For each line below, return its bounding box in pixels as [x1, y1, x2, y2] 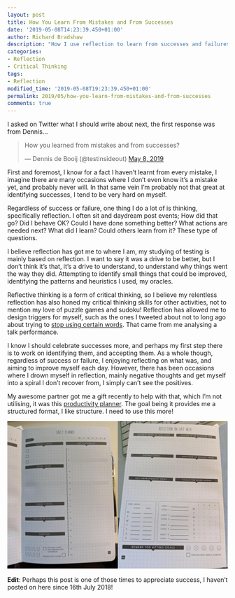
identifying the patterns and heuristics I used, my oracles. [7, 277, 173, 286]
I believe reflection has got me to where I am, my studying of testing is [7, 247, 210, 256]
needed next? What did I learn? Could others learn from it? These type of [7, 226, 218, 235]
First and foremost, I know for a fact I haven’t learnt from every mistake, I [7, 168, 218, 176]
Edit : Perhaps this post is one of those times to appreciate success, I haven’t [7, 575, 228, 584]
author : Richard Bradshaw [7, 34, 83, 41]
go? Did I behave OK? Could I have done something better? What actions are [7, 219, 228, 228]
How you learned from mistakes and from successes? [24, 141, 180, 150]
